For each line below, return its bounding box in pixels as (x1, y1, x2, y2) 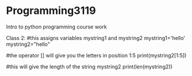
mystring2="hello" (6, 41, 50, 48)
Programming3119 (6, 4, 97, 17)
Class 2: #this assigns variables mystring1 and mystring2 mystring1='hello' (6, 34, 186, 41)
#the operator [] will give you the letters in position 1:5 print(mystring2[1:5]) (6, 52, 187, 59)
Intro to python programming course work (6, 23, 107, 30)
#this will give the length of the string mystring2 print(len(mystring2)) (6, 63, 173, 70)
